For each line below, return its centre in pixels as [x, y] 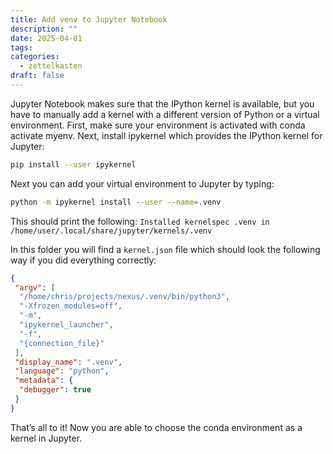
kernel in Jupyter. [46, 438]
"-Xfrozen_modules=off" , [71, 306]
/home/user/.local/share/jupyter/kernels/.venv [111, 231]
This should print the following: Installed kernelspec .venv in [140, 221]
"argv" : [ [35, 287]
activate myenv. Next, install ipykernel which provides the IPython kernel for [166, 135]
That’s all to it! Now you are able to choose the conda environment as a [156, 427]
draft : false [37, 76]
